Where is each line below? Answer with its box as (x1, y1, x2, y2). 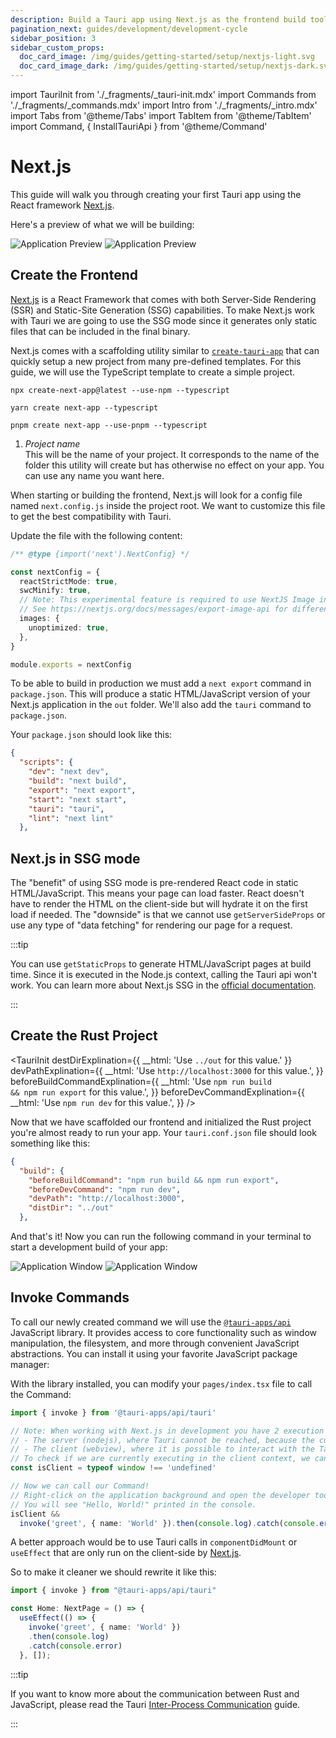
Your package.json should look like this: (10, 729, 173, 741)
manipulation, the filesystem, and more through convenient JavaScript (10, 1337, 300, 1349)
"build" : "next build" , (28, 776, 128, 786)
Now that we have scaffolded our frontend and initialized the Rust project (10, 1116, 312, 1128)
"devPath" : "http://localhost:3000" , (28, 1194, 186, 1204)
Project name (24, 437, 81, 450)
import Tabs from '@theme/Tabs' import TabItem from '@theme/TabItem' (10, 110, 312, 121)
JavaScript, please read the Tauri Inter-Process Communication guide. (10, 1698, 301, 1710)
